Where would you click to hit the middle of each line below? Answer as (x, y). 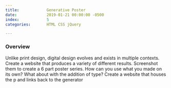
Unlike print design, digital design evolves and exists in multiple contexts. (82, 58)
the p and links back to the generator (44, 79)
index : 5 (27, 19)
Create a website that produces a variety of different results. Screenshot (82, 63)
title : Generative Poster (46, 10)
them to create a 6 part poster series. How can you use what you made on (84, 69)
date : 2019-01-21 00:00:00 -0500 (55, 15)
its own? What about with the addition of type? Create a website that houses (86, 74)
